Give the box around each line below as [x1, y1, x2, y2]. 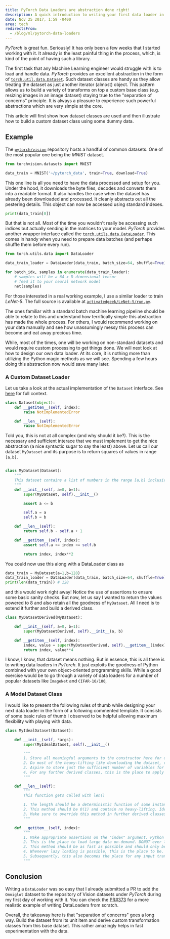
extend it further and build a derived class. [5, 605, 94, 611]
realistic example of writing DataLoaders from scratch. [5, 902, 119, 908]
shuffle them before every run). [5, 241, 71, 248]
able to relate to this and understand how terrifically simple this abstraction [5, 313, 161, 319]
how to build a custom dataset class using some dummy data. [5, 118, 134, 124]
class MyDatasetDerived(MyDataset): [5, 615, 82, 620]
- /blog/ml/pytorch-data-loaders [10, 31, 80, 36]
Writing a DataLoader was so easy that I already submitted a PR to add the [5, 886, 158, 892]
